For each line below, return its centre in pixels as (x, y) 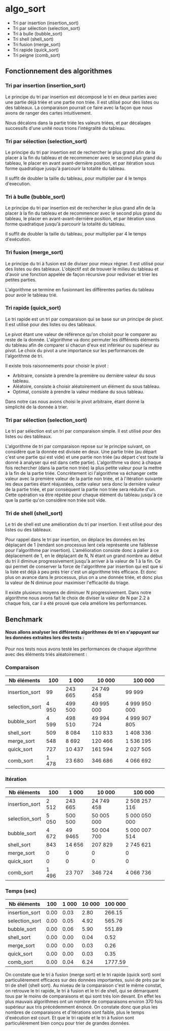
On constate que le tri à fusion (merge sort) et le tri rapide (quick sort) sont (83, 974)
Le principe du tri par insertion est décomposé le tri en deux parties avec (81, 96)
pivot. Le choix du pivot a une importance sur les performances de (75, 350)
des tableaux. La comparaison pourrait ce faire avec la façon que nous (79, 108)
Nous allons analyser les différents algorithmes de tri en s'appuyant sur (82, 632)
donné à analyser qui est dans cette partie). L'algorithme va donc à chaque (83, 463)
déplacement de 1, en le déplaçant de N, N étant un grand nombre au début (84, 556)
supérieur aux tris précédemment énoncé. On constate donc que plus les (81, 1007)
